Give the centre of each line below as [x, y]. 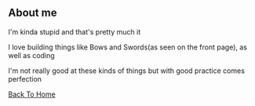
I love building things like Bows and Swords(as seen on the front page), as [127, 47]
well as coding [31, 55]
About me [33, 13]
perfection [25, 79]
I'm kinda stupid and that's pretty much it [75, 31]
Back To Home [32, 94]
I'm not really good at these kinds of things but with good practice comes [127, 71]
